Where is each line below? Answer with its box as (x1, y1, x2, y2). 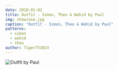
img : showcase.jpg (5, 17, 45, 22)
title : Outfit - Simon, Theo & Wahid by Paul (5, 12, 104, 17)
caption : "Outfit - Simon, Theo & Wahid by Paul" (5, 21, 114, 27)
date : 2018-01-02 (5, 7, 43, 13)
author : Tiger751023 (5, 45, 50, 50)
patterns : (5, 26, 27, 31)
